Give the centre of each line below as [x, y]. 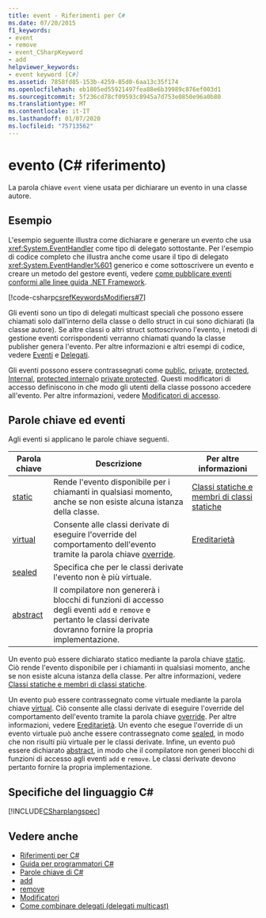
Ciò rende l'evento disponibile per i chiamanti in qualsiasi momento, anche [129, 667]
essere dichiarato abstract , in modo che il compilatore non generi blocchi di [131, 751]
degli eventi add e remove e [102, 610]
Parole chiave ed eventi [67, 420]
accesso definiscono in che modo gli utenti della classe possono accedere [130, 387]
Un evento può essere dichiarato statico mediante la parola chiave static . [127, 660]
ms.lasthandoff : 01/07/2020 [55, 119]
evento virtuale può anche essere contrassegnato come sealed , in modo [126, 733]
